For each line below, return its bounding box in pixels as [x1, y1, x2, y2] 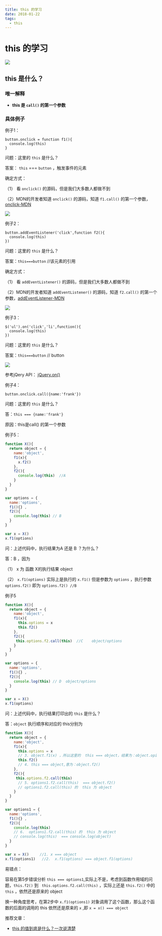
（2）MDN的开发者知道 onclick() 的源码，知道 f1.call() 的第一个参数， [5, 196, 151, 202]
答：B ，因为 [5, 556, 30, 562]
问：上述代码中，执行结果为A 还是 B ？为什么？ [5, 545, 99, 551]
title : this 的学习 [5, 7, 42, 12]
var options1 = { [5, 807, 40, 812]
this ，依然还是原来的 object [5, 888, 63, 894]
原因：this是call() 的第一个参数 [5, 422, 66, 427]
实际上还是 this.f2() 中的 [103, 882, 155, 888]
